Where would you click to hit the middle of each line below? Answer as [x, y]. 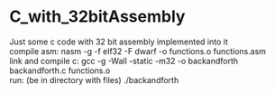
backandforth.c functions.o [60, 70]
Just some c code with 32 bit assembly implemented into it [119, 42]
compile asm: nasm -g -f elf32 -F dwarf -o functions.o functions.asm [138, 51]
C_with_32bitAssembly [97, 17]
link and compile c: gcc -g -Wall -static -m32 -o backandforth [124, 61]
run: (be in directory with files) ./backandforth [94, 80]
